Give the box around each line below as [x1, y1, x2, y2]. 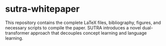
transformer [5, 30, 30, 36]
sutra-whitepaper [5, 3, 80, 15]
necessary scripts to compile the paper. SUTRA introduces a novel [5, 24, 141, 30]
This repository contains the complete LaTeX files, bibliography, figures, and [5, 20, 162, 25]
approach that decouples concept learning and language [30, 30, 147, 36]
